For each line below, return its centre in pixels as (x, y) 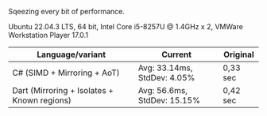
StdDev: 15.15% (169, 100)
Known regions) (42, 100)
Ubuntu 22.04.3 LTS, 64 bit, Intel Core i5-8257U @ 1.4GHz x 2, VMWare (126, 26)
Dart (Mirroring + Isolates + (63, 90)
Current (177, 54)
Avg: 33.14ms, (165, 68)
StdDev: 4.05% (166, 78)
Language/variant (71, 54)
